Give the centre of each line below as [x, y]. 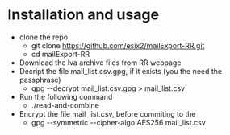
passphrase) [40, 80]
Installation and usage [83, 15]
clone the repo [44, 37]
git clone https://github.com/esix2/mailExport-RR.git [118, 45]
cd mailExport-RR [61, 54]
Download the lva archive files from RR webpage [100, 63]
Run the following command [66, 96]
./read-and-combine [65, 105]
